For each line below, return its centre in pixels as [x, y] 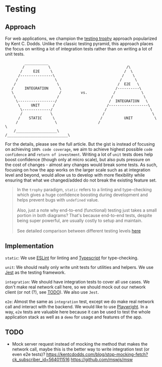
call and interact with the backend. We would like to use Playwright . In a [76, 306]
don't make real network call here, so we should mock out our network [75, 287]
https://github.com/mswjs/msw [102, 359]
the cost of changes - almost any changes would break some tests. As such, [81, 165]
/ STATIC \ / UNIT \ [87, 118]
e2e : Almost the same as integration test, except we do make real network [80, 301]
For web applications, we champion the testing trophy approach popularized [81, 38]
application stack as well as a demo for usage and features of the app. [74, 317]
